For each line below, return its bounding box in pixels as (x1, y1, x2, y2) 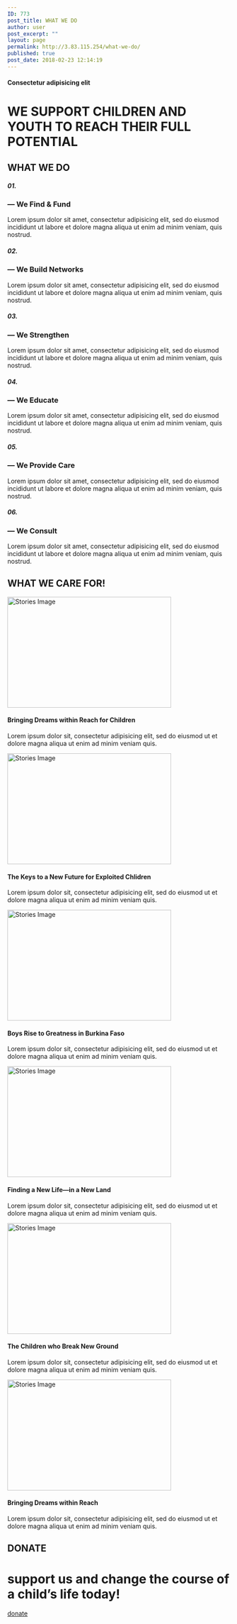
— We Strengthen (7, 330, 69, 340)
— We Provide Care (7, 460, 76, 470)
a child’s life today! (7, 1586, 120, 1602)
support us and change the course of (7, 1571, 230, 1587)
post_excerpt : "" (7, 30, 59, 38)
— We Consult (7, 525, 58, 535)
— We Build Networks (7, 265, 83, 274)
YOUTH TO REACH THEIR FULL (7, 118, 192, 135)
